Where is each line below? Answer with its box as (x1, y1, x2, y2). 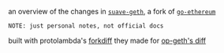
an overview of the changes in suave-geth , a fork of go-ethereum (8, 7, 216, 16)
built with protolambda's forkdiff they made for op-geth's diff (8, 36, 207, 45)
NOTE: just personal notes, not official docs (8, 22, 164, 30)
